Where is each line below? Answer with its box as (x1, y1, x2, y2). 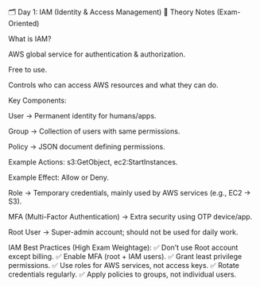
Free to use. (8, 65, 48, 74)
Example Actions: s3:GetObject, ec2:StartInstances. (8, 157, 178, 166)
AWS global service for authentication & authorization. (8, 49, 186, 59)
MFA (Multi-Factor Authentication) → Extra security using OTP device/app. (8, 212, 253, 221)
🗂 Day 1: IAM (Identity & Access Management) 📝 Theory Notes (8, 7, 215, 17)
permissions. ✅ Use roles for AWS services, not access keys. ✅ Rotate (8, 261, 240, 270)
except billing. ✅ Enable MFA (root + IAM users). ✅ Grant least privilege (8, 252, 243, 261)
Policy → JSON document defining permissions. (8, 142, 165, 151)
